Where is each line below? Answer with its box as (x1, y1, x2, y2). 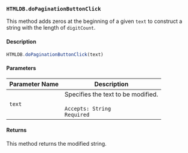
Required (64, 111, 90, 118)
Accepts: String (64, 105, 111, 112)
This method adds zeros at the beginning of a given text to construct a (6, 18, 183, 25)
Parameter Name (9, 80, 59, 88)
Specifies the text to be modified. (64, 90, 158, 99)
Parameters (6, 64, 36, 71)
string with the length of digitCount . (6, 24, 96, 31)
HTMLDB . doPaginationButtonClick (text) (6, 51, 104, 57)
